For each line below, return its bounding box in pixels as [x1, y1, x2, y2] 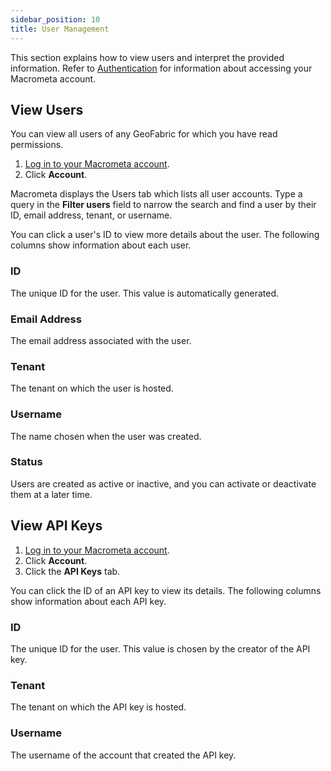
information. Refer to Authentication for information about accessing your [10, 62, 313, 74]
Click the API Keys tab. [24, 565, 121, 577]
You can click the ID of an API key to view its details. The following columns [10, 584, 322, 596]
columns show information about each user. [10, 239, 192, 251]
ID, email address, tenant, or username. [10, 209, 173, 221]
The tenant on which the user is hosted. [10, 382, 174, 395]
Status [10, 455, 43, 469]
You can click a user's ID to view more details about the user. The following [10, 229, 320, 241]
